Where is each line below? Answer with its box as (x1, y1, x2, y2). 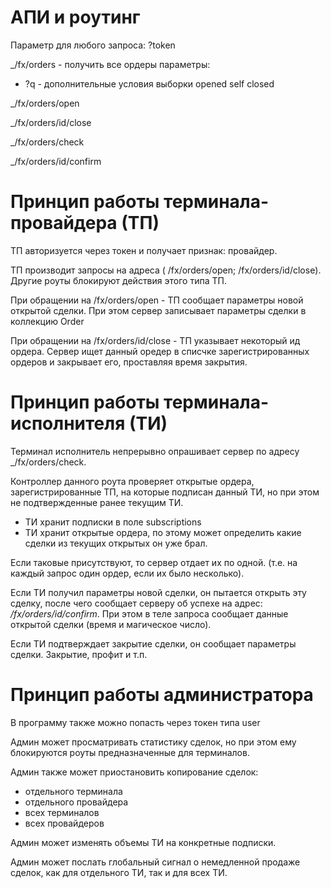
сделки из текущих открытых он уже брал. (24, 537, 208, 549)
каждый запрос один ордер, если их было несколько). (10, 567, 245, 579)
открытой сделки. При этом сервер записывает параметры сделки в (10, 304, 307, 316)
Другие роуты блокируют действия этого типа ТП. (10, 274, 227, 286)
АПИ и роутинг (10, 6, 141, 29)
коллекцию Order (10, 315, 85, 327)
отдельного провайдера (24, 796, 129, 808)
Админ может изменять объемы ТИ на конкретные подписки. (10, 836, 277, 848)
